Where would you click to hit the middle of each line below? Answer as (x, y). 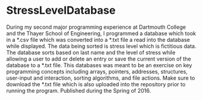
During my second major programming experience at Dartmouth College (96, 27)
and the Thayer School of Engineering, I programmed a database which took (101, 33)
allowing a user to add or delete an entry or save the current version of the (99, 59)
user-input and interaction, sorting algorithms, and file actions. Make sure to (101, 78)
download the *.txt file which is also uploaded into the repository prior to (96, 84)
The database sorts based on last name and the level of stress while (91, 52)
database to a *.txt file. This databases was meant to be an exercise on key (99, 65)
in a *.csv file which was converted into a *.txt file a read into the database (98, 40)
